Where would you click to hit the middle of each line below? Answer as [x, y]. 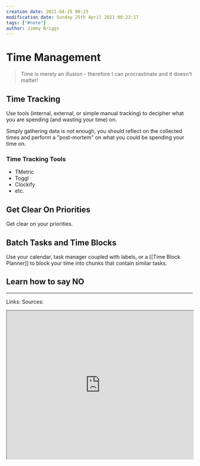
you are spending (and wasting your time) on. [62, 120]
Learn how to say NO [45, 282]
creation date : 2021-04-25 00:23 [47, 12]
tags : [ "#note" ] [26, 23]
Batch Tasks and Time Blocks [61, 242]
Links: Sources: [25, 302]
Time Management [54, 58]
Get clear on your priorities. [40, 224]
